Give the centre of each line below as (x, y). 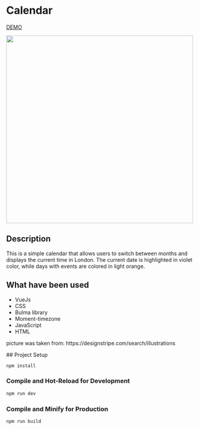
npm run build (24, 421)
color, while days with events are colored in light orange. (76, 266)
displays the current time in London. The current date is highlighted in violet (99, 259)
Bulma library (31, 312)
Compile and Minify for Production (57, 409)
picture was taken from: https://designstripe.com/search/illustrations (91, 343)
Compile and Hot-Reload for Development (68, 381)
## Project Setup (27, 354)
